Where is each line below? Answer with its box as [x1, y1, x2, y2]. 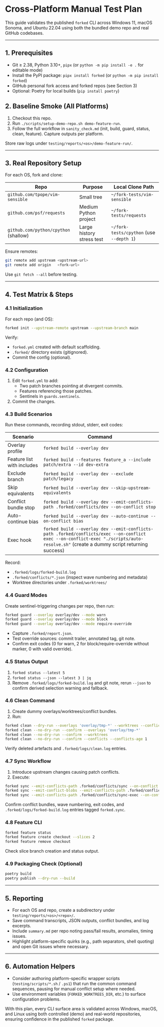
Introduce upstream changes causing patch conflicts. [12, 769, 120, 775]
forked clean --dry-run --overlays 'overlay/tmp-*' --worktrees [5, 723, 139, 728]
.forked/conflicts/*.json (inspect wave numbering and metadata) [12, 574, 148, 580]
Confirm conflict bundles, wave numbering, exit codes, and [5, 802, 124, 807]
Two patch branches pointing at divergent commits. [19, 383, 123, 389]
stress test [79, 236, 103, 243]
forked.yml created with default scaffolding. [12, 344, 101, 350]
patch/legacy [43, 476, 74, 482]
